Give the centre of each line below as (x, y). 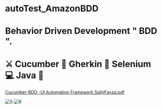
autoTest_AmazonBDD (52, 9)
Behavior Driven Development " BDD (81, 31)
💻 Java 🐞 (25, 75)
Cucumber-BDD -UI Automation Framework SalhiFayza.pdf (65, 92)
